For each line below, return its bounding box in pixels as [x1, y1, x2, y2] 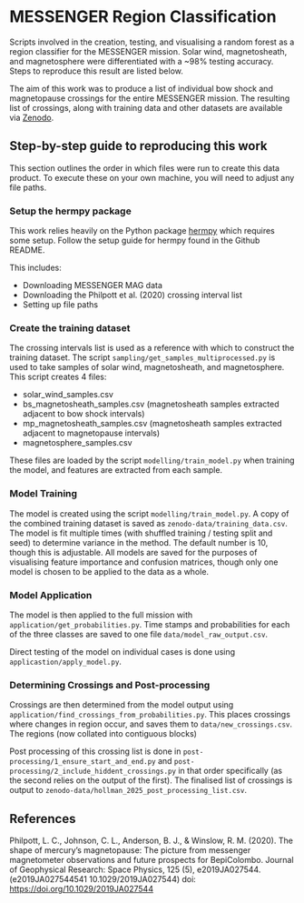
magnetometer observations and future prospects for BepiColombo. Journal [9, 855, 294, 866]
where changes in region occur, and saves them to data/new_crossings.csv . [9, 718, 293, 729]
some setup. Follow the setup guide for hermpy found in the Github [9, 235, 260, 246]
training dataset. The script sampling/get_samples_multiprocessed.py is [9, 352, 276, 363]
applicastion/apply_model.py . [9, 656, 123, 667]
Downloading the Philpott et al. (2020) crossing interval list [22, 289, 243, 301]
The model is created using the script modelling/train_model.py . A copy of [9, 507, 289, 519]
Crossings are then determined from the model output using [9, 699, 234, 710]
